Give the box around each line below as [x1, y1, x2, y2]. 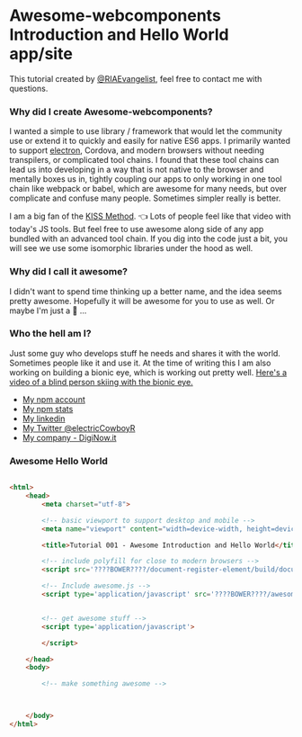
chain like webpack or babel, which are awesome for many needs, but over [9, 184, 288, 194]
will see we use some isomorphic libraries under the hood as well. [9, 243, 253, 254]
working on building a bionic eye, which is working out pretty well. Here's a [9, 366, 288, 378]
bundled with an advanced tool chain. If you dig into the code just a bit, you [9, 233, 289, 244]
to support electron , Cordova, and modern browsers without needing [9, 145, 265, 156]
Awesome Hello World [9, 454, 108, 467]
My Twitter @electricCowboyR [22, 422, 136, 433]
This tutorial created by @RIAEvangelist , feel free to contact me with [9, 73, 262, 84]
